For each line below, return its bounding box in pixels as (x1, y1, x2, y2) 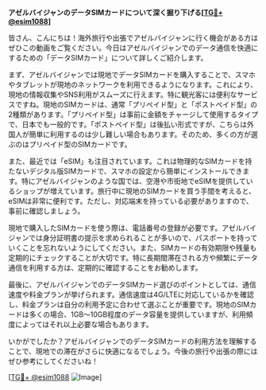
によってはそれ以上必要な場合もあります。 (14, 320, 153, 329)
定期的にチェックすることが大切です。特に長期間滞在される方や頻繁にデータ (8, 253, 258, 262)
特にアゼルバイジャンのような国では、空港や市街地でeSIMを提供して (21, 177, 246, 185)
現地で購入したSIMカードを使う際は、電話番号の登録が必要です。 (8, 223, 222, 232)
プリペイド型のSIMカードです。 (29, 139, 132, 149)
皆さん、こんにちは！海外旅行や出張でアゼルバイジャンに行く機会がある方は (8, 33, 259, 42)
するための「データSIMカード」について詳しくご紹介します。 (8, 53, 208, 62)
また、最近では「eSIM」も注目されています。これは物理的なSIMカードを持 (8, 157, 253, 166)
